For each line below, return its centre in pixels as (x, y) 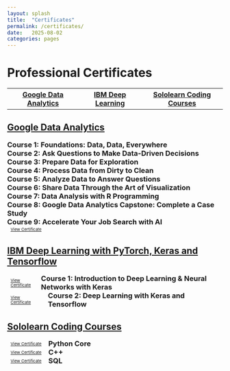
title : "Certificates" (41, 20)
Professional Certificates (80, 73)
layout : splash (29, 13)
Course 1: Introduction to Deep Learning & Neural (124, 278)
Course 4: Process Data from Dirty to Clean (80, 170)
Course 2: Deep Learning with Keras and (116, 296)
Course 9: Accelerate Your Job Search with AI (85, 222)
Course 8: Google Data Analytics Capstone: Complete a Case (111, 204)
